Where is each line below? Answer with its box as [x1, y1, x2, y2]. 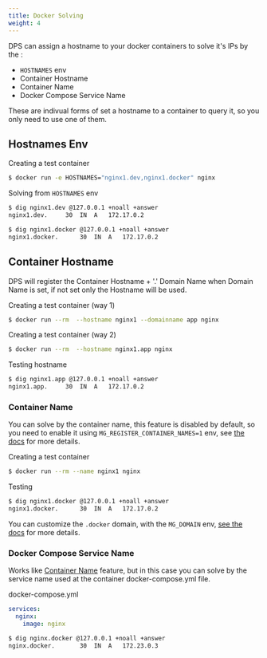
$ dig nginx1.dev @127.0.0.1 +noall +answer [8, 204, 159, 212]
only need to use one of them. [8, 114, 108, 124]
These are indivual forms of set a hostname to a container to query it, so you [8, 105, 260, 116]
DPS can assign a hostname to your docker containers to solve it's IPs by [8, 41, 249, 50]
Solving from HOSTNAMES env [8, 188, 99, 198]
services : [8, 605, 41, 613]
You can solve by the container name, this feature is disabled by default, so [8, 420, 255, 429]
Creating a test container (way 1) [8, 300, 116, 309]
